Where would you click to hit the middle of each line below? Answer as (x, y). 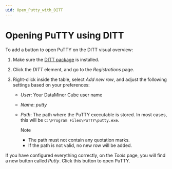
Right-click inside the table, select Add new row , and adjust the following (90, 79)
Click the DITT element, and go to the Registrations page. (73, 69)
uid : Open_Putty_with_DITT (34, 10)
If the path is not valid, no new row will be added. (80, 145)
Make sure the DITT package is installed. (56, 59)
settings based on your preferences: (51, 84)
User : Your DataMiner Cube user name (61, 95)
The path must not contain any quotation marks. (79, 140)
